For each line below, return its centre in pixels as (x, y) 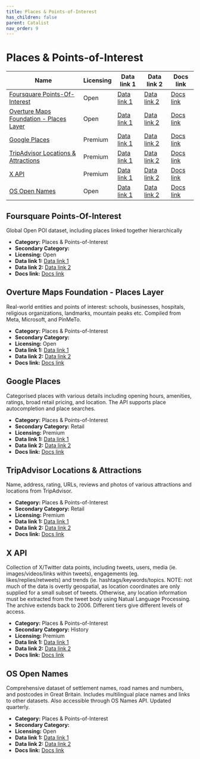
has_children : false (32, 17)
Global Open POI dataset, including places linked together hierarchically (94, 230)
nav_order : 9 (22, 28)
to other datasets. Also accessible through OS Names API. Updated (89, 701)
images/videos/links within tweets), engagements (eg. (72, 574)
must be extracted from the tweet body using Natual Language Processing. (99, 599)
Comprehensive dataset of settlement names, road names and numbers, (95, 688)
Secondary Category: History (52, 630)
